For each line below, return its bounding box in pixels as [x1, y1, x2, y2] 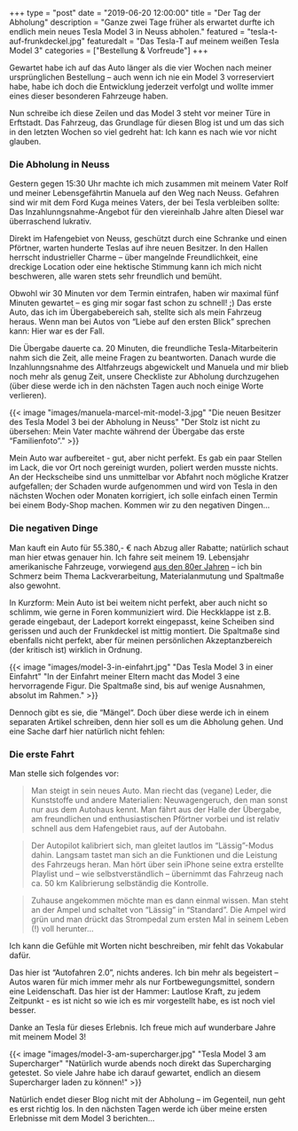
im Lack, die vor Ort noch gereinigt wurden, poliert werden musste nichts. [9, 462, 278, 473]
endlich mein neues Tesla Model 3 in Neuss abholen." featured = [9, 27, 246, 36]
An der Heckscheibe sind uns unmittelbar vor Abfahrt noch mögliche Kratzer [9, 472, 289, 483]
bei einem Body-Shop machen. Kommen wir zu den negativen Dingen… [9, 500, 271, 511]
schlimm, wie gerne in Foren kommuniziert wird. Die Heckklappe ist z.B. [9, 607, 271, 617]
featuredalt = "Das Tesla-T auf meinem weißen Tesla [87, 35, 279, 46]
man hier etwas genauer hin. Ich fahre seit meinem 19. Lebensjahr [9, 552, 250, 562]
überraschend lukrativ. [9, 216, 91, 227]
